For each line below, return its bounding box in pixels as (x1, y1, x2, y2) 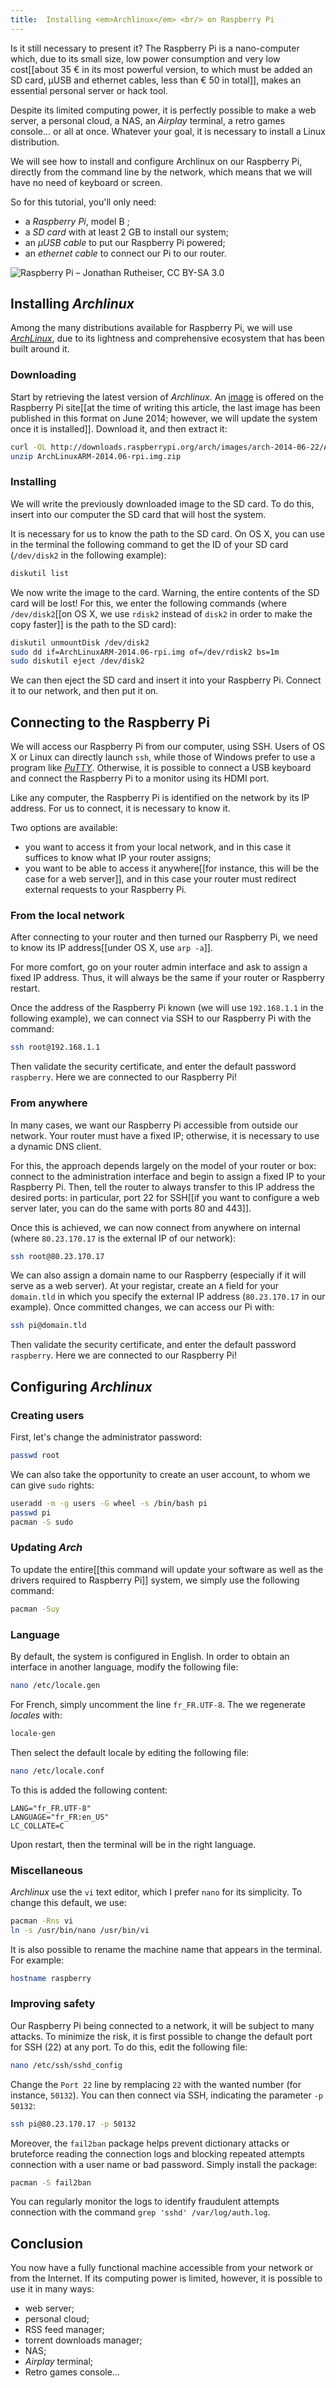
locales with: (10, 1709, 63, 1721)
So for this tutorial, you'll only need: (10, 196, 157, 208)
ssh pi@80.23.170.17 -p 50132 (10, 2119, 137, 2129)
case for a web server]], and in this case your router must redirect (24, 873, 297, 885)
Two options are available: (10, 822, 118, 834)
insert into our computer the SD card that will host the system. (10, 508, 267, 520)
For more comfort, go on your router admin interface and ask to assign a (10, 961, 308, 973)
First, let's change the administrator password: (10, 1431, 203, 1443)
